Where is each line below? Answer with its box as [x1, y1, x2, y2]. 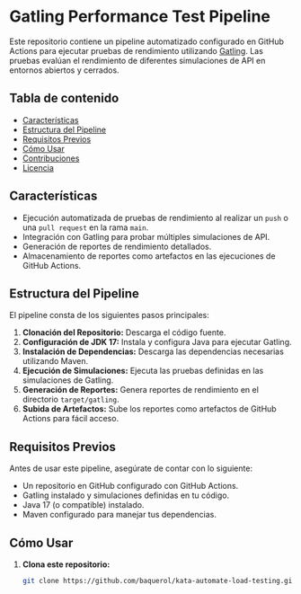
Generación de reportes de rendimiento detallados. [22, 241, 212, 252]
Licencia [22, 162, 54, 173]
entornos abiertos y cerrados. [9, 65, 120, 75]
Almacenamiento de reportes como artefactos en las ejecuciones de [22, 250, 276, 262]
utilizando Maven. [22, 356, 88, 367]
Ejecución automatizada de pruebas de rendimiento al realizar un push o [22, 212, 289, 223]
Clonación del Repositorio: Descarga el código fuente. [22, 327, 226, 338]
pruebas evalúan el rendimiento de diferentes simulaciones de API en [9, 55, 266, 66]
